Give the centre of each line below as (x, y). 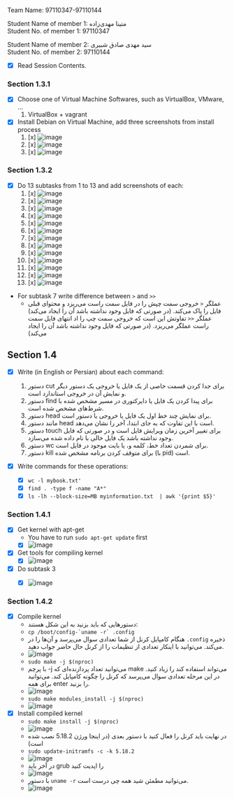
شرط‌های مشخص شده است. (66, 408)
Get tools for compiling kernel (60, 553)
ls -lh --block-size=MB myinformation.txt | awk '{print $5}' (122, 496)
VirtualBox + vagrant (57, 115)
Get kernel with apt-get (51, 529)
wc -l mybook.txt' (54, 481)
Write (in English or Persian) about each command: (90, 372)
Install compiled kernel (50, 713)
